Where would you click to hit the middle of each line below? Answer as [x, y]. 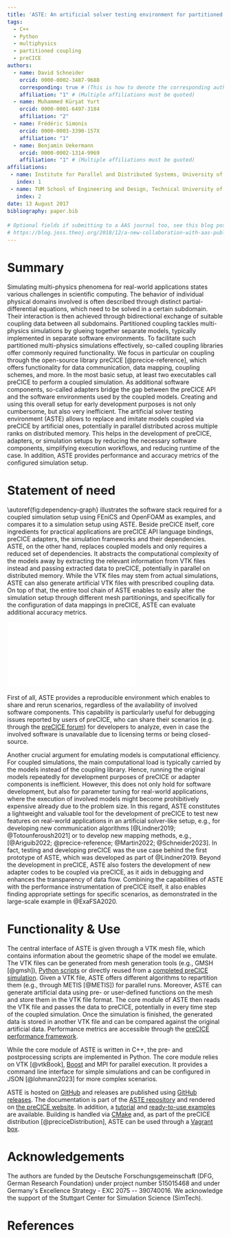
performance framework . [43, 1036]
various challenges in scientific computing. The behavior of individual [106, 294]
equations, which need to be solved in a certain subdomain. [123, 309]
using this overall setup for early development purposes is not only [102, 404]
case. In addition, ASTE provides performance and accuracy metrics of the [113, 455]
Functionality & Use [64, 929]
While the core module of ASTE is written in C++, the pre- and [95, 1049]
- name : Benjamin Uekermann [54, 145]
